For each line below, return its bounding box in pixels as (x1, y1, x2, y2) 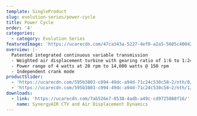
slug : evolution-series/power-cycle (6, 14, 96, 20)
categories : (6, 30, 35, 36)
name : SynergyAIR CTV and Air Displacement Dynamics (16, 101, 148, 107)
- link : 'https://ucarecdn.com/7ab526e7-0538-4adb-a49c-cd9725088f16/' (11, 95, 191, 101)
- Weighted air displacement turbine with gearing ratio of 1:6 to (11, 57, 180, 63)
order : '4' (6, 25, 33, 31)
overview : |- (6, 47, 38, 53)
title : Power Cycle (6, 19, 54, 25)
